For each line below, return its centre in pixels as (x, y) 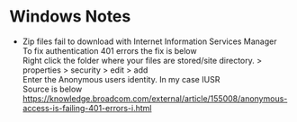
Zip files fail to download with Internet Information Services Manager (149, 41)
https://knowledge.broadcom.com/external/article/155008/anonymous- (155, 98)
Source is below (52, 89)
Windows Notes (70, 17)
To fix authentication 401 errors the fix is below (109, 50)
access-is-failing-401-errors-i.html (87, 108)
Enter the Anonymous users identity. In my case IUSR (121, 79)
